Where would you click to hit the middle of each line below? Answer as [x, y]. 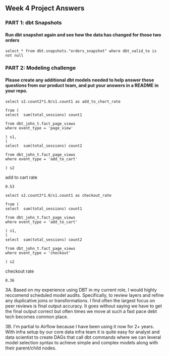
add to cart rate [21, 177]
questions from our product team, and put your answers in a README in [82, 85]
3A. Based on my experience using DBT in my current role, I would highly [81, 290]
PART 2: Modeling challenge [41, 68]
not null [14, 55]
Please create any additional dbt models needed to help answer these [80, 80]
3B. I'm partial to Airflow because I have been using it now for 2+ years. [80, 326]
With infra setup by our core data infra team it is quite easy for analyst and [82, 332]
